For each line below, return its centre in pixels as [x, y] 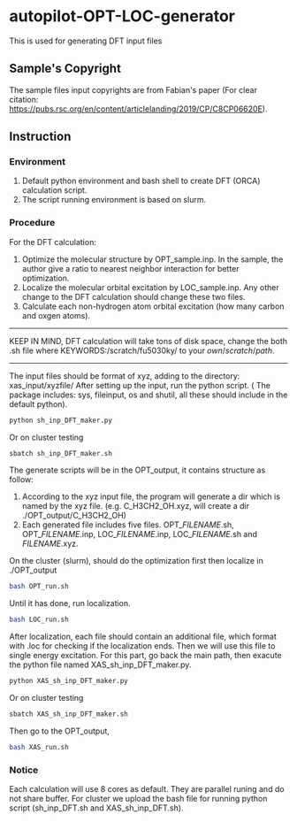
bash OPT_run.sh [39, 587]
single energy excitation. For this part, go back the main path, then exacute [145, 656]
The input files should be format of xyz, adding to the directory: [125, 376]
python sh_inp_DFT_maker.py [61, 420]
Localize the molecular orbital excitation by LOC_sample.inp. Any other [151, 287]
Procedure [32, 223]
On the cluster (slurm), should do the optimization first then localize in [136, 561]
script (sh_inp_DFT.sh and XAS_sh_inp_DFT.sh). [96, 808]
